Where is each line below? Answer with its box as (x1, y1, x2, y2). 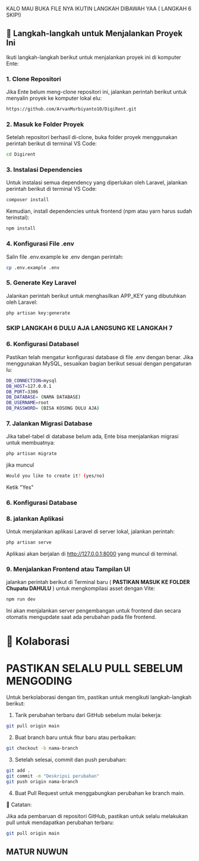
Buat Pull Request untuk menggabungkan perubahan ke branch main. (14, 789, 185, 796)
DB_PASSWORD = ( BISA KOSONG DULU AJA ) (6, 406, 100, 411)
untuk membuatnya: (6, 439, 55, 447)
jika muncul (6, 461, 34, 469)
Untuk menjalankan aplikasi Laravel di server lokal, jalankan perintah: (6, 528, 175, 535)
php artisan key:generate (6, 310, 70, 316)
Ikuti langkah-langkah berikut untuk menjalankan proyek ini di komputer (6, 54, 181, 61)
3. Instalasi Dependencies (6, 166, 83, 174)
